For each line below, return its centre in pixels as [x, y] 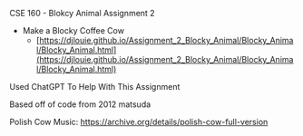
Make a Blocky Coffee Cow [73, 30]
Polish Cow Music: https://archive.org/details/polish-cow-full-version [139, 122]
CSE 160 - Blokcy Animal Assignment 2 [83, 13]
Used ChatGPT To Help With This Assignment [95, 87]
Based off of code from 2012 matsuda [80, 104]
